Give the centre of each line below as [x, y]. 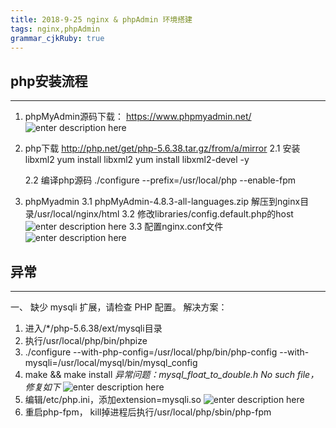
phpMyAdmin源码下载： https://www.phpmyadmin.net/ [138, 117]
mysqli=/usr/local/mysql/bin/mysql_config [111, 362]
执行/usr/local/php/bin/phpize [86, 340]
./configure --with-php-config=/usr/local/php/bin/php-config [151, 352]
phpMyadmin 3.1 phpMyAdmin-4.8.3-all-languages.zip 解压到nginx [162, 202]
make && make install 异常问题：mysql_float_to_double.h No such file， [172, 374]
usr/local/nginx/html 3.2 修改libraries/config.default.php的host [165, 214]
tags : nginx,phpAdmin [55, 29]
